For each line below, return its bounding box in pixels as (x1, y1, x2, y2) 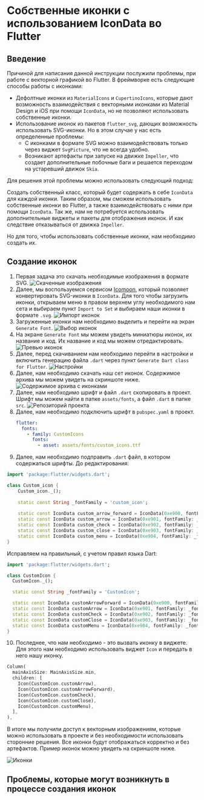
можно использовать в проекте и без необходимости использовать (7, 732, 184, 739)
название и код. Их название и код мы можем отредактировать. (15, 337, 183, 345)
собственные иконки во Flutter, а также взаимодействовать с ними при (7, 201, 192, 209)
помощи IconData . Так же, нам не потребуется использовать (7, 208, 165, 215)
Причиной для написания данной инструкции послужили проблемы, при (7, 70, 196, 76)
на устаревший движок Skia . (24, 165, 99, 172)
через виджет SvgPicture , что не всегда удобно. (24, 146, 150, 153)
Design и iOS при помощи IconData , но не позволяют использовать (15, 107, 189, 114)
